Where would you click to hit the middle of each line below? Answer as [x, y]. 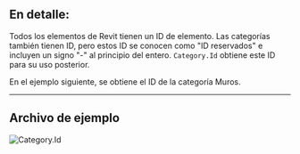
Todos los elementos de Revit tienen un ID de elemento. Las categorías [140, 36]
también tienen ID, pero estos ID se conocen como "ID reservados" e [136, 45]
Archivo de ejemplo [65, 118]
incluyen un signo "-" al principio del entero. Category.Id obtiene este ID [142, 55]
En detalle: [39, 15]
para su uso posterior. [50, 64]
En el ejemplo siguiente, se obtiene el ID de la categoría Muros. [125, 81]
